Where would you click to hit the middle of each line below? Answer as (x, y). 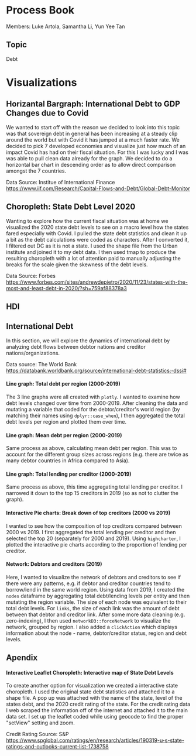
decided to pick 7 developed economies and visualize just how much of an (96, 146)
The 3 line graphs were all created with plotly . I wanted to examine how (93, 397)
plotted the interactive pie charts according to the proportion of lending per (97, 544)
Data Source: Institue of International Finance (61, 182)
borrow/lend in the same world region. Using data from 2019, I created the (95, 589)
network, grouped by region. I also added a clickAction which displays (92, 627)
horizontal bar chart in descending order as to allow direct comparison (91, 164)
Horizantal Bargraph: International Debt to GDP (93, 104)
